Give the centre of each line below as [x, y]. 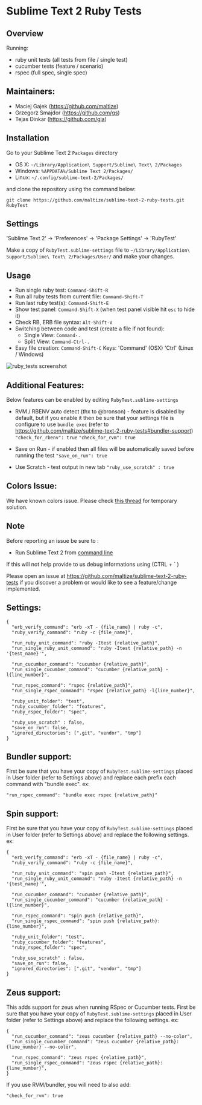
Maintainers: [31, 92]
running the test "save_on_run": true [61, 456]
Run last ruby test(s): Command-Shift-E [62, 303]
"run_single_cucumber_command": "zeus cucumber [73, 1041]
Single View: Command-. [52, 335]
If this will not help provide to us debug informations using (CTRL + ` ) [93, 564]
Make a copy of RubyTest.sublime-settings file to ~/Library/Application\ [98, 250]
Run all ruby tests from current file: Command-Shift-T [79, 297]
